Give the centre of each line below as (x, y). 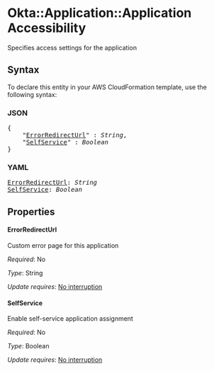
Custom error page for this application (63, 245)
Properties (31, 211)
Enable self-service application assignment (70, 319)
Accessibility (47, 28)
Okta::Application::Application (100, 13)
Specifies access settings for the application (72, 47)
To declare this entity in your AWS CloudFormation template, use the (107, 87)
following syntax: (32, 94)
